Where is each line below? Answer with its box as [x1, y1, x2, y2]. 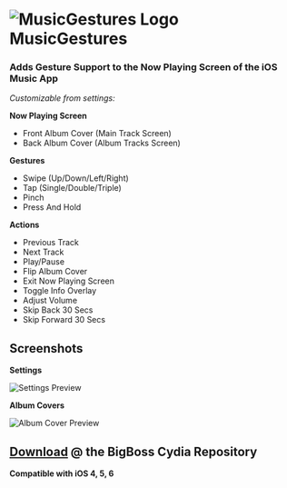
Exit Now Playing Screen [22, 275, 115, 286]
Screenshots [9, 341, 84, 356]
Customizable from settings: [9, 93, 115, 104]
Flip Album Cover [22, 266, 88, 277]
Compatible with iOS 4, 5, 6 [9, 468, 114, 479]
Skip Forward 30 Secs [22, 314, 106, 325]
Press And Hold [22, 202, 82, 213]
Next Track [22, 246, 64, 258]
